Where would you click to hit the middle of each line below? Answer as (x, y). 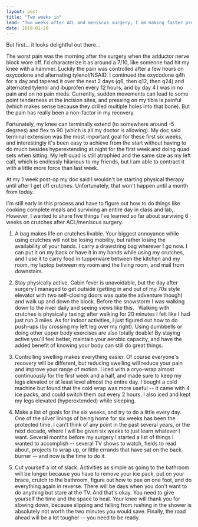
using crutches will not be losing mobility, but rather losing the (90, 240)
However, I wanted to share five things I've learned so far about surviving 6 (97, 216)
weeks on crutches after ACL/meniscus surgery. (65, 222)
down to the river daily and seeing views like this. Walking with (92, 308)
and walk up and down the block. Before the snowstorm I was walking (100, 302)
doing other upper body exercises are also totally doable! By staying (98, 333)
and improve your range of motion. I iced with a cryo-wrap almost (94, 369)
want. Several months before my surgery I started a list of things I (94, 437)
